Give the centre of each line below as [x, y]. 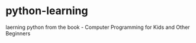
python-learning [47, 11]
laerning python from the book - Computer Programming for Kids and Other [98, 27]
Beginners [18, 33]
